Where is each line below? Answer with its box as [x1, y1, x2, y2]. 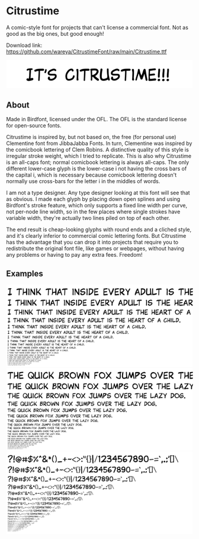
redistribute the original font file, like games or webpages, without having [6, 245, 185, 252]
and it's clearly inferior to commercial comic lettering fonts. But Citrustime [6, 232, 187, 239]
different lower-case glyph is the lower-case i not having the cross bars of [6, 165, 187, 172]
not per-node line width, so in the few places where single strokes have [6, 208, 181, 215]
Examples [6, 269, 43, 279]
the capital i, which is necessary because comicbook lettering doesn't [6, 171, 177, 179]
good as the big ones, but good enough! [6, 30, 104, 37]
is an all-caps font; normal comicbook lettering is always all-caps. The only [6, 159, 190, 166]
